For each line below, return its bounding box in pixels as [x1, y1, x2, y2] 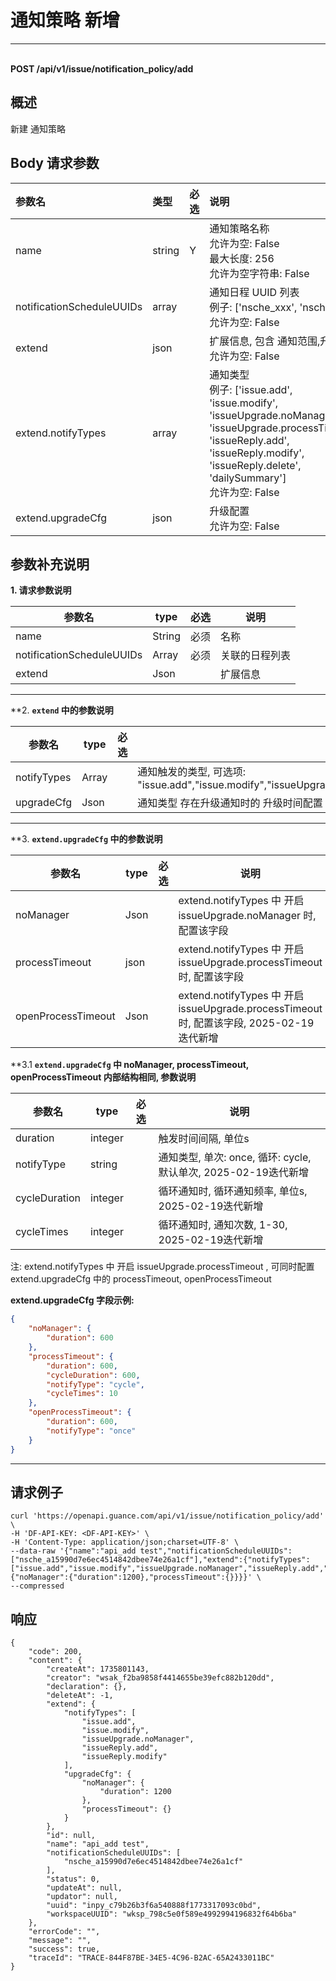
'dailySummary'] [209, 471, 287, 485]
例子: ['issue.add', [209, 382, 293, 396]
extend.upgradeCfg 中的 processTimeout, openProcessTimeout [10, 1273, 272, 1285]
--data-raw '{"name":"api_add [10, 1546, 137, 1556]
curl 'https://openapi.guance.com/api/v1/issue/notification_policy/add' [10, 1511, 325, 1521]
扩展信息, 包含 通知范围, [209, 334, 321, 348]
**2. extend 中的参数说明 [10, 704, 114, 716]
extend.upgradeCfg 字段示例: [10, 1294, 135, 1306]
